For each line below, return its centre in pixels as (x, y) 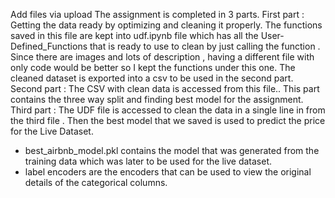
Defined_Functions (49, 46)
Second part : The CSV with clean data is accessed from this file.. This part (165, 88)
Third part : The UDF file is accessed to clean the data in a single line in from (168, 110)
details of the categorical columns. (96, 182)
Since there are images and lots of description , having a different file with (162, 57)
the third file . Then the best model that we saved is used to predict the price (168, 120)
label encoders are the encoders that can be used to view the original (168, 172)
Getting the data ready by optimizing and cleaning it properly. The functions (166, 25)
